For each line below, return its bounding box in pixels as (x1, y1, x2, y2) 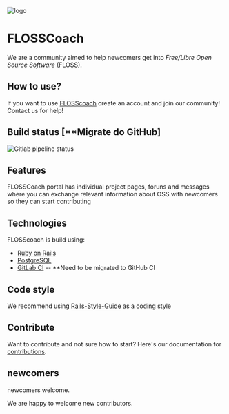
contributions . (7, 347, 47, 355)
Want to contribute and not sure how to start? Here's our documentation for (7, 340, 222, 348)
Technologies (7, 217, 68, 229)
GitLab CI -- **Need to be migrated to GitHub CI (17, 264, 156, 272)
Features (7, 164, 46, 176)
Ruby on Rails (17, 249, 57, 258)
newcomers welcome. (7, 386, 70, 394)
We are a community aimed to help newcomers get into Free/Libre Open (7, 53, 212, 61)
